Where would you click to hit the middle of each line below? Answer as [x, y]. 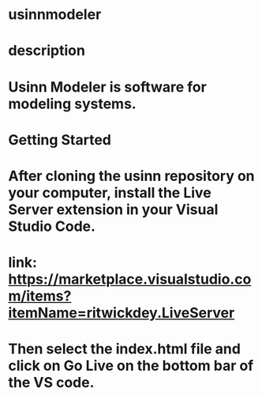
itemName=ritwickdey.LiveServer [122, 313]
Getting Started [60, 140]
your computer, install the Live [110, 192]
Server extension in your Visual [113, 209]
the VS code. [51, 383]
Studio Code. [52, 226]
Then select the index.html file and [124, 349]
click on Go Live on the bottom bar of [131, 366]
